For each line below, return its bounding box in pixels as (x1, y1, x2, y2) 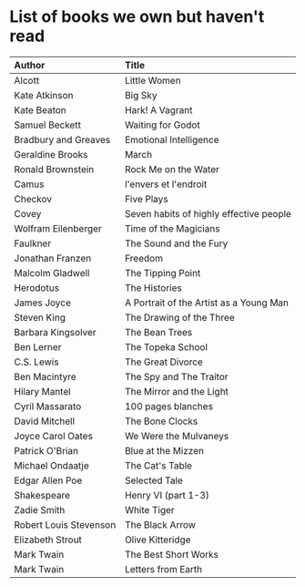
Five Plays (124, 192, 168, 205)
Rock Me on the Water (124, 162, 220, 175)
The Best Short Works (124, 548, 219, 561)
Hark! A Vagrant (124, 103, 193, 116)
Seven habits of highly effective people (124, 207, 291, 220)
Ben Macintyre (14, 370, 77, 383)
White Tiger (124, 503, 175, 516)
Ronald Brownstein (14, 162, 95, 175)
